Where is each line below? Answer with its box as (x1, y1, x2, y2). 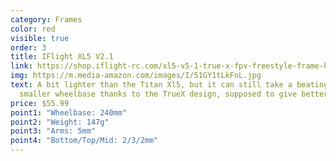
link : (10, 61, 33, 71)
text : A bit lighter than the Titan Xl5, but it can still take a (10, 80, 293, 90)
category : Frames (10, 14, 83, 25)
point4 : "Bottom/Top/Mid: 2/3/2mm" (10, 136, 159, 146)
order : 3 (10, 42, 47, 53)
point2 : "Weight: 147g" (10, 117, 110, 127)
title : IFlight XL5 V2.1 (10, 52, 114, 62)
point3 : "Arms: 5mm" (10, 126, 97, 136)
